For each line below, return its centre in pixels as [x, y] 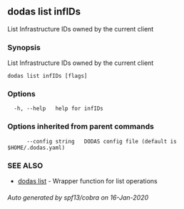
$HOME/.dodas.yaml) [36, 148]
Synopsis [24, 47]
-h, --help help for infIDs [58, 109]
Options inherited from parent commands [81, 126]
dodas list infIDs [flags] [47, 76]
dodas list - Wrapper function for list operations [88, 181]
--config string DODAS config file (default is [101, 141]
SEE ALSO [25, 165]
